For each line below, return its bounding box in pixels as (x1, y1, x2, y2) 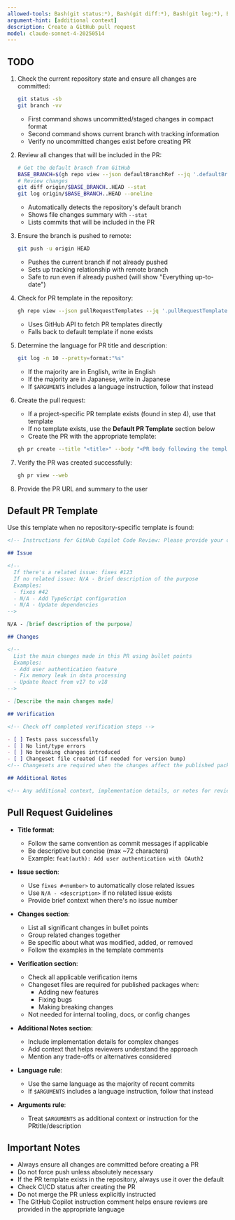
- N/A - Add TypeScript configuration (13, 595, 127, 602)
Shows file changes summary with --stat (27, 211, 148, 219)
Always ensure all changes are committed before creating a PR (17, 1160, 199, 1169)
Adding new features (38, 988, 99, 996)
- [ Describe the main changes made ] (7, 698, 114, 705)
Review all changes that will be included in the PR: (17, 150, 162, 159)
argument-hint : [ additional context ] (7, 17, 117, 24)
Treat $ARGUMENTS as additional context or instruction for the (27, 1114, 199, 1122)
